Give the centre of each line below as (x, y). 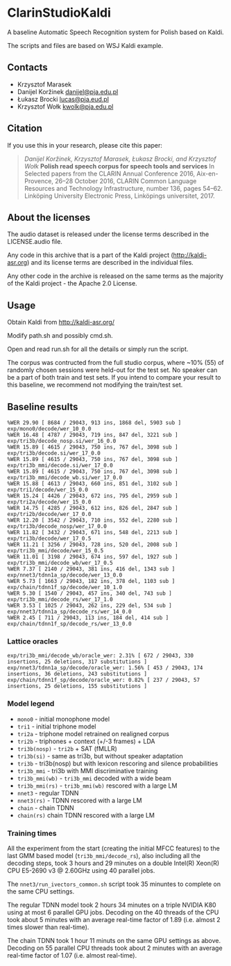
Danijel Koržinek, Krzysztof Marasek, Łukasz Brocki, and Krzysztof (120, 159)
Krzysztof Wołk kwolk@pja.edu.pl (65, 107)
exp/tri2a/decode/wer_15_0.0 (49, 502)
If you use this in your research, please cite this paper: (85, 145)
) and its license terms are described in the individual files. (110, 263)
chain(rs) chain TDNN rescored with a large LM (86, 815)
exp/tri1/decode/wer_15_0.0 (48, 490)
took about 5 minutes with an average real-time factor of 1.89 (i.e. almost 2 (114, 919)
